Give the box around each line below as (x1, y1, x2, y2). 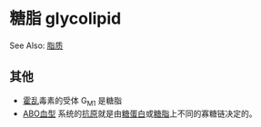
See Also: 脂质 (9, 40, 64, 51)
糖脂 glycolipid (9, 8, 122, 29)
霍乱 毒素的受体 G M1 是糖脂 (22, 94, 123, 108)
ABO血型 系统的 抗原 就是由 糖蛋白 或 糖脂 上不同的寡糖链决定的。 (22, 108, 257, 119)
